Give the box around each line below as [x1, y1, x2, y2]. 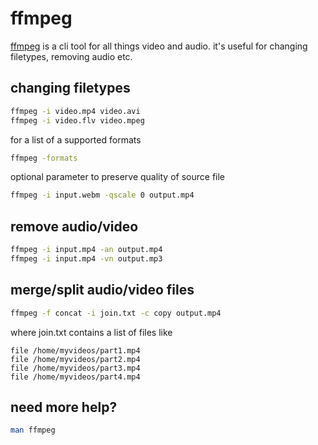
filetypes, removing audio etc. [10, 50, 133, 62]
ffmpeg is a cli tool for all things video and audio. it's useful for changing [10, 40, 308, 52]
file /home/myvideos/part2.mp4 [10, 354, 141, 364]
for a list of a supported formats [10, 133, 142, 146]
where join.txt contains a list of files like [10, 326, 173, 338]
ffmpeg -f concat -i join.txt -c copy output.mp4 [10, 308, 222, 318]
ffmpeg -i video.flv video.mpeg [10, 115, 145, 126]
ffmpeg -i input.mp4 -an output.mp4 [10, 245, 163, 255]
